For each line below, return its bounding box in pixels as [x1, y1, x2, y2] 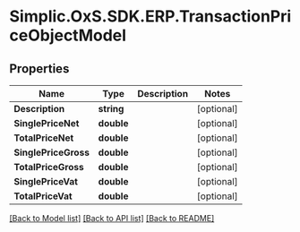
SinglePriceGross [13, 146, 90, 159]
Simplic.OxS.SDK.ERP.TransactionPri [9, 6, 292, 27]
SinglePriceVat [13, 176, 79, 187]
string [98, 103, 124, 115]
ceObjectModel [9, 25, 127, 46]
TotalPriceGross [13, 161, 84, 173]
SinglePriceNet [13, 117, 80, 129]
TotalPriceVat [13, 190, 73, 202]
